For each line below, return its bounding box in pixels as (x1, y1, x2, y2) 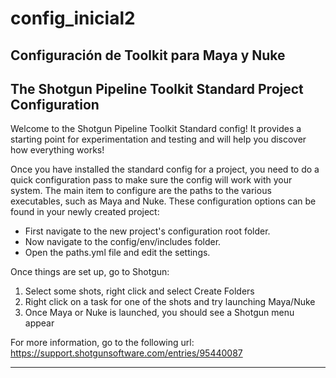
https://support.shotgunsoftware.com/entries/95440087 (10, 347, 243, 359)
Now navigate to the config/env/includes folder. (24, 236, 222, 248)
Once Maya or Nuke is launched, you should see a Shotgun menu (24, 307, 295, 319)
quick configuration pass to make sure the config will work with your (10, 174, 293, 186)
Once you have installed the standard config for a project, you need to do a (10, 163, 320, 176)
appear (24, 317, 55, 329)
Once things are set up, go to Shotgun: (10, 266, 170, 278)
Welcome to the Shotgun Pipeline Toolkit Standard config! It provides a (10, 123, 302, 135)
